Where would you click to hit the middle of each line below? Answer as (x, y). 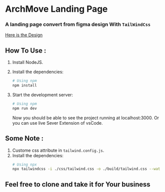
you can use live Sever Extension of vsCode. (58, 123)
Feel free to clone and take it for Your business (78, 184)
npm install (24, 85)
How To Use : (26, 50)
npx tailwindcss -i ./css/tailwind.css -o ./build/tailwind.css (80, 169)
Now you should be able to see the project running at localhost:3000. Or (85, 118)
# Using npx (24, 165)
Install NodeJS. (28, 62)
